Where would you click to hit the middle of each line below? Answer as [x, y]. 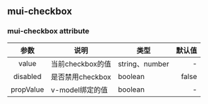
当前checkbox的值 [81, 64]
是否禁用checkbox [81, 77]
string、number [143, 64]
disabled [28, 76]
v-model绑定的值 [80, 89]
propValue [28, 89]
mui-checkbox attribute [48, 31]
